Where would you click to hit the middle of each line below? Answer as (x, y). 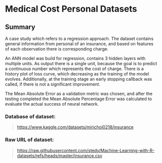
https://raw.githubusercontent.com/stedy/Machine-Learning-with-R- (86, 150)
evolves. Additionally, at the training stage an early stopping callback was (79, 79)
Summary (20, 27)
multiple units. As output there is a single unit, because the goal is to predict (81, 63)
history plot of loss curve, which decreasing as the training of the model (77, 74)
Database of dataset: (30, 116)
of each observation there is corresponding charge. (57, 49)
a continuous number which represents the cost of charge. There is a (74, 69)
